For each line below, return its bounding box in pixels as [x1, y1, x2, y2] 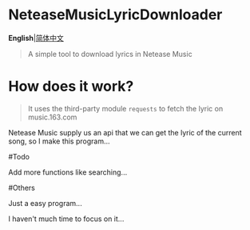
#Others [8, 183, 36, 192]
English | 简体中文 [8, 33, 64, 42]
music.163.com [27, 112, 77, 122]
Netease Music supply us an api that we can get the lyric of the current [8, 127, 242, 137]
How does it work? [8, 78, 134, 95]
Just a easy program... [8, 198, 82, 208]
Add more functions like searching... [8, 167, 128, 177]
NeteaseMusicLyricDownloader [8, 6, 223, 24]
